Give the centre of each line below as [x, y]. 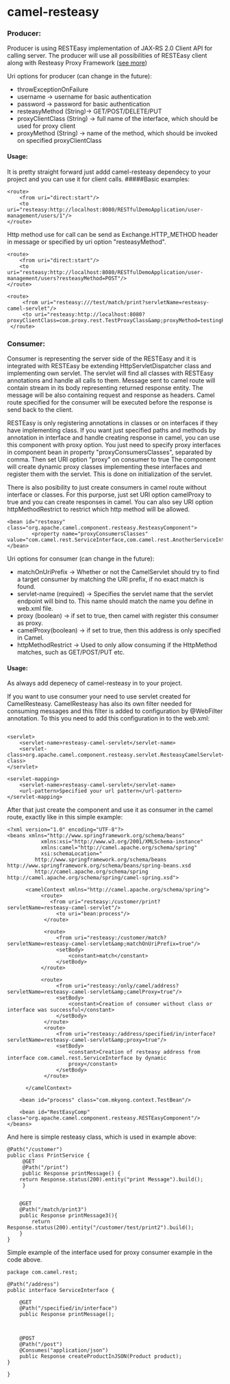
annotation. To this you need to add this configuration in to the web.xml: [108, 718]
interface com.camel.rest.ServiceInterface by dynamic [87, 1058]
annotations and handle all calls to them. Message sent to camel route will [111, 380]
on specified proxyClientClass [59, 141]
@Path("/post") [41, 1345]
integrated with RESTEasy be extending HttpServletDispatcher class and [109, 365]
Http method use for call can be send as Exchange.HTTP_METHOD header [113, 234]
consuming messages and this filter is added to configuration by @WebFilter [115, 711]
